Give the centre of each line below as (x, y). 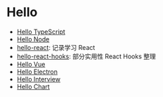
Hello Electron (37, 72)
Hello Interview (39, 79)
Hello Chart (33, 86)
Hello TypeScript (41, 32)
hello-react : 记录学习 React (56, 47)
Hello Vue (31, 64)
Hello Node (33, 39)
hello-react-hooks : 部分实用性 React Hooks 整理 (86, 56)
